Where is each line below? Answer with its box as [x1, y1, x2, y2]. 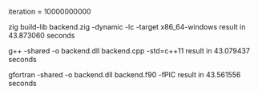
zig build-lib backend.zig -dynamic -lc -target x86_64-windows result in [8, 22, 246, 31]
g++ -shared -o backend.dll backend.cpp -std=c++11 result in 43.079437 [8, 46, 251, 55]
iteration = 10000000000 [8, 7, 91, 16]
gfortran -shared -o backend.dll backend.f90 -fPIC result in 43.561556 [8, 70, 241, 79]
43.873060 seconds [8, 31, 75, 40]
